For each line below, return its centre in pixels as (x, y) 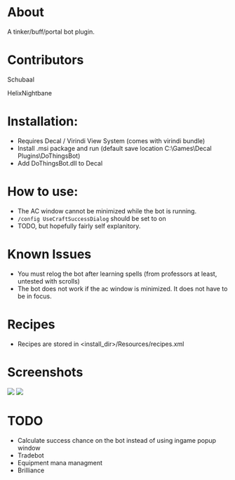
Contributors (46, 60)
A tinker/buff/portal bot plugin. (51, 32)
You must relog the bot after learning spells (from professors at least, (117, 274)
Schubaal (21, 79)
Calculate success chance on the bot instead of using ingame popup (116, 440)
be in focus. (34, 296)
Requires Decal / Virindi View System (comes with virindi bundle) (111, 140)
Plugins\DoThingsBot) (49, 156)
